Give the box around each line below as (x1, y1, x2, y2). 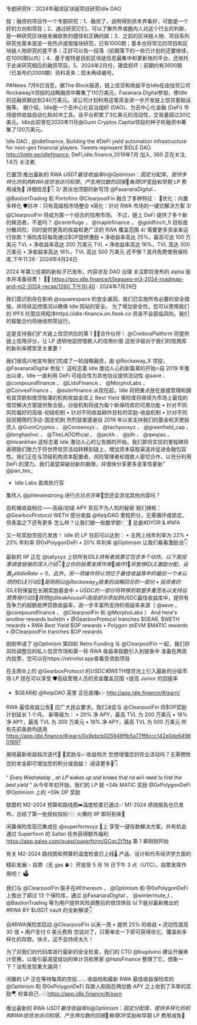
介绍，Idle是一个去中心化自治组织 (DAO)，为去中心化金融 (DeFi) (28, 104, 183, 111)
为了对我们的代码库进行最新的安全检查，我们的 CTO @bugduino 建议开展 (6, 948, 183, 955)
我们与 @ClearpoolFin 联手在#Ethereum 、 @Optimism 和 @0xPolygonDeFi (6, 884, 188, 891)
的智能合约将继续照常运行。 (6, 318, 74, 324)
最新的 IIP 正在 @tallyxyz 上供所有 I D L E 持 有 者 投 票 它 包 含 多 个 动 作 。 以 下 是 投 (6, 553, 187, 560)
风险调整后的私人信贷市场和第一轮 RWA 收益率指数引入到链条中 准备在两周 (6, 647, 187, 654)
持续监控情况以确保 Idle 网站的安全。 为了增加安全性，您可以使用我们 (21, 303, 189, 309)
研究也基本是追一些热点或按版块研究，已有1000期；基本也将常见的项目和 (6, 40, 183, 47)
